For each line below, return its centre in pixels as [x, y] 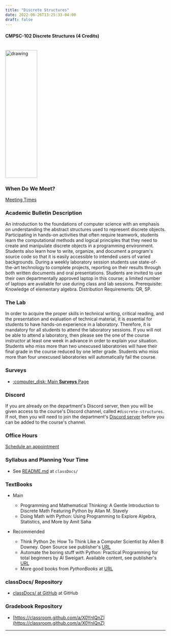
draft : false [19, 19]
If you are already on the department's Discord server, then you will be [79, 406]
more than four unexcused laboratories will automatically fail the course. [81, 357]
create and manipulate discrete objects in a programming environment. [80, 246]
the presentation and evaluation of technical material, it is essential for [79, 319]
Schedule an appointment [32, 447]
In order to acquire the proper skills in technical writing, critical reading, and [85, 314]
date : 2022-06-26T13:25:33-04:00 [41, 15]
